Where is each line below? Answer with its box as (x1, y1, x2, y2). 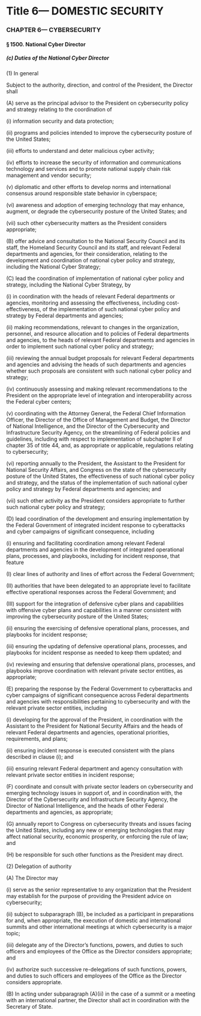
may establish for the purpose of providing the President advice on (6, 892, 172, 899)
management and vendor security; (6, 172, 92, 179)
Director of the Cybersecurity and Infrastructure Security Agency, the (6, 796, 178, 803)
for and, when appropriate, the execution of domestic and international (6, 917, 181, 924)
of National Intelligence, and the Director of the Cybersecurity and (6, 423, 170, 430)
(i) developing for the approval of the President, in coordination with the (6, 716, 183, 723)
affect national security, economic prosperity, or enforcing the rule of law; (6, 832, 189, 840)
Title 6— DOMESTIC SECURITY (6, 4, 164, 18)
